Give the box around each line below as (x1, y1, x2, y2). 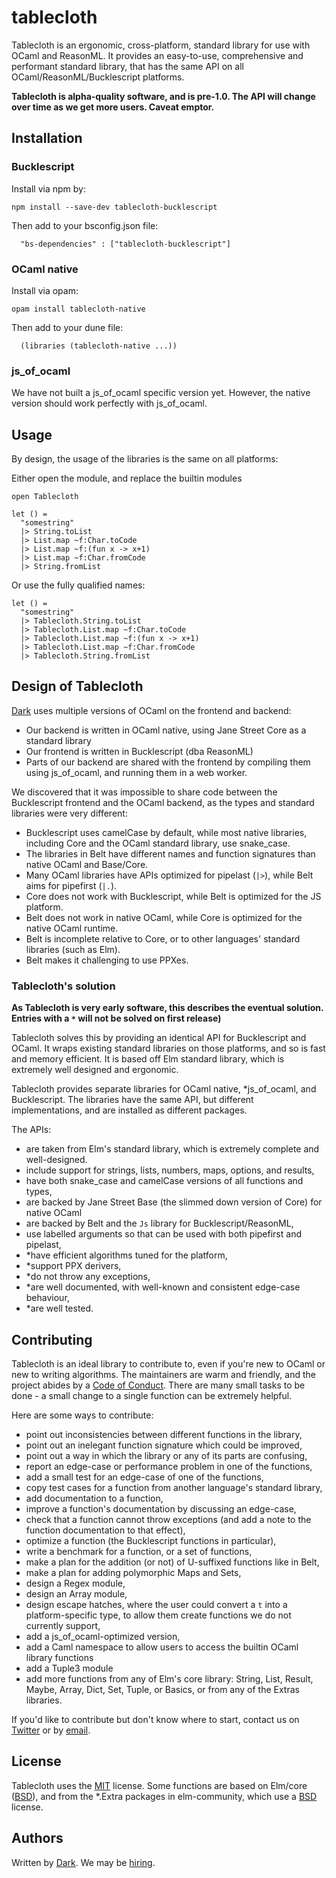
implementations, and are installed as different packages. (11, 1104, 248, 1116)
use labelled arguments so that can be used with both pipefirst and (25, 1228, 302, 1240)
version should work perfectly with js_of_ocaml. (11, 397, 208, 410)
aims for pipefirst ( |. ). (25, 879, 118, 891)
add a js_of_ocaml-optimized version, (25, 1630, 181, 1642)
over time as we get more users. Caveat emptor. (11, 101, 215, 113)
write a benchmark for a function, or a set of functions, (25, 1545, 253, 1557)
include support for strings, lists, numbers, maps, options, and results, (25, 1164, 315, 1176)
